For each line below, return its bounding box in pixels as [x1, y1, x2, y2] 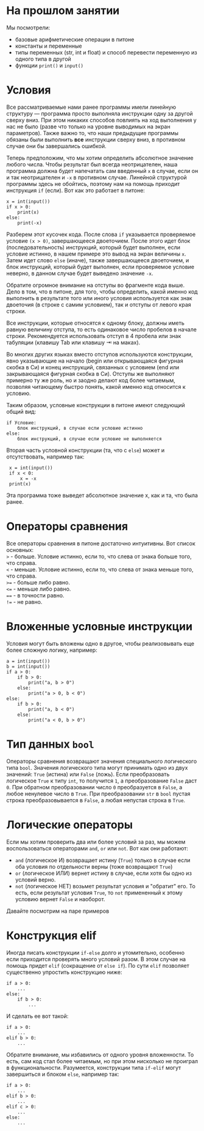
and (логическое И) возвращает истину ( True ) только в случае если [15, 857, 191, 864]
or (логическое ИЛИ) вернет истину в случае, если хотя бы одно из [15, 869, 192, 877]
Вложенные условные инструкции [6, 620, 193, 633]
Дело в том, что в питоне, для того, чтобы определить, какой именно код [6, 288, 198, 295]
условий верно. [15, 875, 56, 883]
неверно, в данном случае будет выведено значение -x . [6, 270, 153, 277]
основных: [6, 546, 34, 553]
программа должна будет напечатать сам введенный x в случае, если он [6, 167, 199, 174]
